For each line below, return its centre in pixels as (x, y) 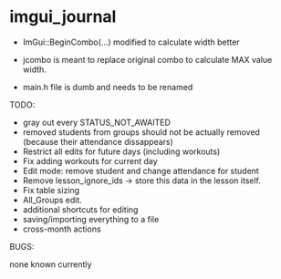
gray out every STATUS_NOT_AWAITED (97, 122)
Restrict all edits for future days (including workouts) (121, 151)
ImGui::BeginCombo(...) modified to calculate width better (131, 42)
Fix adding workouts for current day (90, 160)
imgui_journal (63, 17)
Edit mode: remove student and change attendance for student (141, 170)
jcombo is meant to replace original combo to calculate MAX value (147, 59)
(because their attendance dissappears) (98, 141)
